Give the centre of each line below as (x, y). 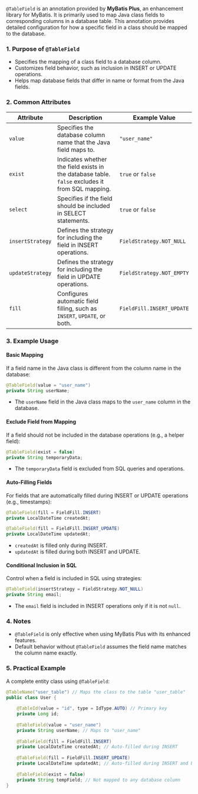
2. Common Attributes (39, 102)
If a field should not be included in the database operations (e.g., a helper (95, 435)
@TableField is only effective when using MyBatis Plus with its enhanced (102, 634)
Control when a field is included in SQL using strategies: (74, 578)
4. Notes (19, 621)
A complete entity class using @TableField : (58, 681)
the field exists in (80, 167)
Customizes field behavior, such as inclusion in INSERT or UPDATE (95, 68)
